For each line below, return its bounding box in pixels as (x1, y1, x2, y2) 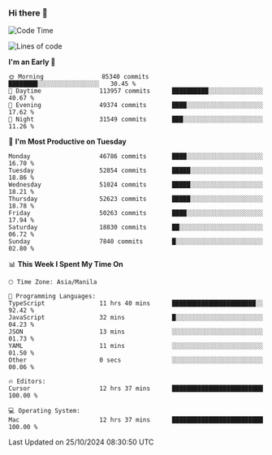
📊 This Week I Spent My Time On (8, 260, 123, 269)
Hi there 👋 (8, 7, 49, 19)
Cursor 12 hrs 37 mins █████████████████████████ (8, 384, 264, 393)
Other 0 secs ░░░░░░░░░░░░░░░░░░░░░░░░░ (8, 356, 264, 364)
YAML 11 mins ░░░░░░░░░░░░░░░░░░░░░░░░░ (8, 342, 264, 350)
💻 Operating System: (8, 407, 81, 415)
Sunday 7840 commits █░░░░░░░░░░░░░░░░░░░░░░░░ (8, 238, 264, 246)
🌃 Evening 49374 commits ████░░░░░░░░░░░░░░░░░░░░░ (8, 101, 264, 109)
